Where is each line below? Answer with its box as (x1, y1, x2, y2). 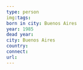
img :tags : (6, 15, 32, 21)
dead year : (6, 32, 34, 38)
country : (6, 43, 28, 49)
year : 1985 (6, 26, 34, 32)
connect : (6, 49, 28, 55)
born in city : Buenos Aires (6, 20, 78, 26)
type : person (6, 9, 39, 15)
